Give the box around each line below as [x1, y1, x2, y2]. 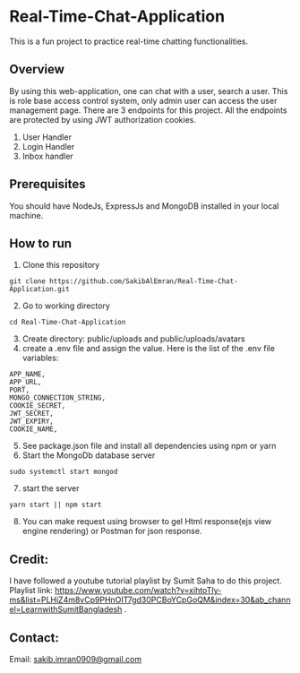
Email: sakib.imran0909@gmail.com [9, 654, 142, 664]
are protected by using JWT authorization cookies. [9, 114, 197, 125]
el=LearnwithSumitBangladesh [9, 604, 123, 615]
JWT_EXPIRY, [9, 417, 54, 427]
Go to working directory [21, 300, 110, 311]
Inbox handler [21, 151, 73, 161]
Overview [9, 62, 65, 77]
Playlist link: [9, 585, 54, 596]
